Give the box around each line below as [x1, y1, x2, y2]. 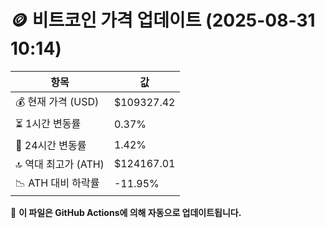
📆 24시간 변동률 [15, 138, 87, 152]
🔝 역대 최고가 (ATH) [15, 157, 105, 171]
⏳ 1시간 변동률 [15, 116, 82, 130]
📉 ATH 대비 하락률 [15, 176, 100, 190]
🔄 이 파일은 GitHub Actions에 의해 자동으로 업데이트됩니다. [10, 206, 242, 218]
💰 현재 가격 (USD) [15, 94, 100, 108]
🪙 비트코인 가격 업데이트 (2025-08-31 [10, 9, 316, 32]
